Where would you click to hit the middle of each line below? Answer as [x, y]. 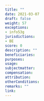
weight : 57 [16, 23]
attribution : [18, 77]
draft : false [18, 18]
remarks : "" [17, 86]
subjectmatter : [20, 68]
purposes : [15, 59]
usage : [11, 64]
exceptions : [17, 28]
